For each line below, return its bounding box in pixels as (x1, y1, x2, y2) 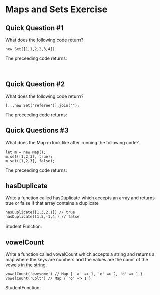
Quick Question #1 (5, 24, 64, 32)
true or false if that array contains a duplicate (5, 200, 99, 206)
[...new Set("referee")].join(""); (5, 103, 80, 108)
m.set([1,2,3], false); (5, 158, 55, 163)
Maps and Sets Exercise (5, 4, 108, 15)
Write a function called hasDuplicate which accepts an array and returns (5, 195, 155, 201)
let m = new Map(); (5, 150, 46, 155)
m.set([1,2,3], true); (5, 154, 53, 159)
